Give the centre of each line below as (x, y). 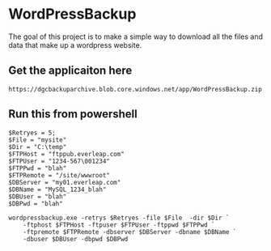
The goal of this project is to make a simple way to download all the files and (136, 36)
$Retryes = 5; (32, 133)
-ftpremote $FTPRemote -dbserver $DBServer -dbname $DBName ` (130, 232)
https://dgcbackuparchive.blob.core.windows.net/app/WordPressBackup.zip (135, 89)
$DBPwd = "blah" (36, 203)
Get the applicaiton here (70, 71)
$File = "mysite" (38, 140)
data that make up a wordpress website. (75, 45)
